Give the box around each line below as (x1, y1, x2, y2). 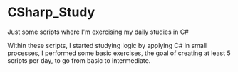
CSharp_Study (7, 4, 95, 20)
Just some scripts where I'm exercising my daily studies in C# (7, 28, 189, 36)
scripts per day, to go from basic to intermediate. (7, 56, 151, 64)
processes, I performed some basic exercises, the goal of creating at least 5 (7, 49, 231, 57)
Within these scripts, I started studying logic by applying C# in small (7, 41, 207, 49)
